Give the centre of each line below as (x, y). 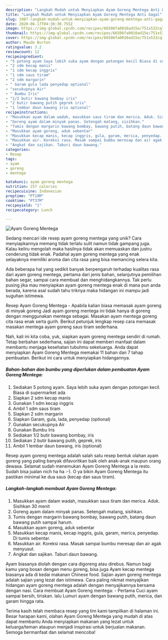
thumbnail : (17, 33)
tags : (11, 159)
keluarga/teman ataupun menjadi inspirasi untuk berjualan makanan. (76, 627)
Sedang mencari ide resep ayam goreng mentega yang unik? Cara (74, 238)
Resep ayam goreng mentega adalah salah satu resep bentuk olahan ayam (82, 456)
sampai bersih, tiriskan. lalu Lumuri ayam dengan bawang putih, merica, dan (84, 596)
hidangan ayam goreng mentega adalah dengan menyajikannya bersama (80, 585)
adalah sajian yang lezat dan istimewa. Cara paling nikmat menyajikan (77, 580)
